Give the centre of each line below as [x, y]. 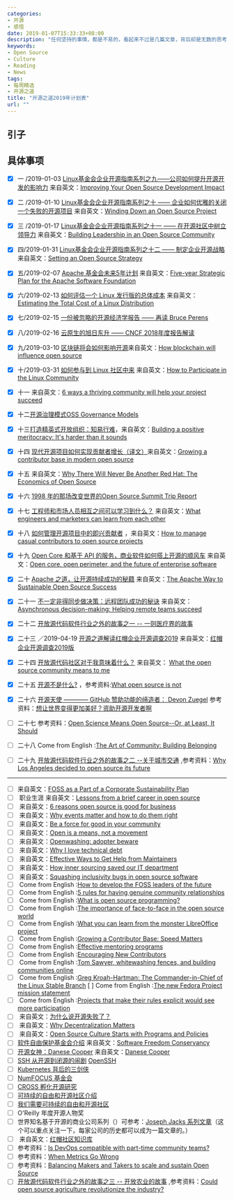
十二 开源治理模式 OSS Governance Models [78, 414]
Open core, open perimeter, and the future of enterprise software [123, 564]
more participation [44, 1008]
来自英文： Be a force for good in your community [90, 824]
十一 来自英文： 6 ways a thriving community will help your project [112, 392]
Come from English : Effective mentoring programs [91, 946]
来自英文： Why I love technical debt [71, 850]
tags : [15, 79]
